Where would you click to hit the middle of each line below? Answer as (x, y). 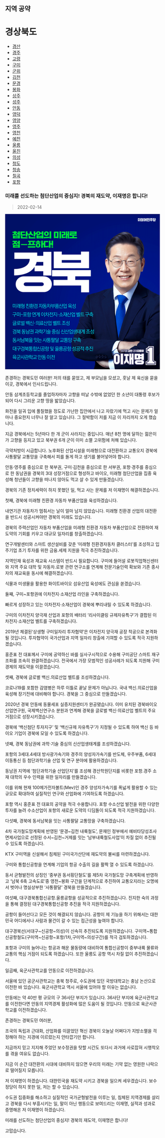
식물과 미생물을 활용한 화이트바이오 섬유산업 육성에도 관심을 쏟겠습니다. (73, 584)
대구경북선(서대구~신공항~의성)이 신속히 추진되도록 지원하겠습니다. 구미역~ (77, 931)
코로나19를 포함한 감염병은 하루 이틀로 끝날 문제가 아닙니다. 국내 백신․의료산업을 (81, 688)
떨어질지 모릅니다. (27, 1070)
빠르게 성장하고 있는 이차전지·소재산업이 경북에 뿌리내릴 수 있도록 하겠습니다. (79, 604)
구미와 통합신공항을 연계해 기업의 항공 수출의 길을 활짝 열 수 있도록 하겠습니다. (80, 864)
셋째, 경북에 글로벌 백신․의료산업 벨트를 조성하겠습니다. (57, 677)
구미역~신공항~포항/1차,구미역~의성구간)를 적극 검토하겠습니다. (87, 937)
